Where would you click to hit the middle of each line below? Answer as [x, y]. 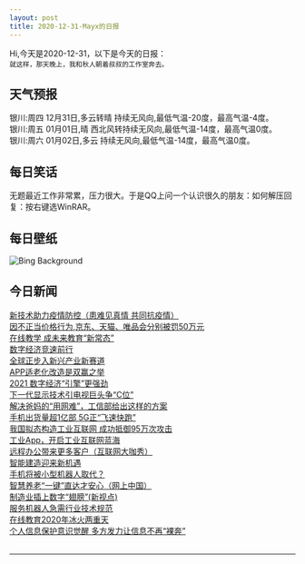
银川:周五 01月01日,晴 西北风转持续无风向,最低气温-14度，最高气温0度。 [143, 129]
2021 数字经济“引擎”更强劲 [59, 383]
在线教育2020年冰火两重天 [59, 519]
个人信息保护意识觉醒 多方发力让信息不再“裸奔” [98, 530]
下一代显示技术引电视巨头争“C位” [72, 394]
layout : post [34, 18]
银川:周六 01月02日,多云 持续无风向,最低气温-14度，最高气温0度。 [132, 141]
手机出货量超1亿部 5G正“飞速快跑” [73, 417]
